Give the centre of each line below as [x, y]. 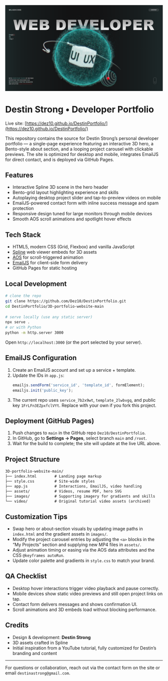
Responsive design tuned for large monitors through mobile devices [82, 214]
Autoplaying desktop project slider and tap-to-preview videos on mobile [86, 198]
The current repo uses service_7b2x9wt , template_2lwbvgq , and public [84, 400]
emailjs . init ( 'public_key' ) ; [43, 390]
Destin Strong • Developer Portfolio [79, 109]
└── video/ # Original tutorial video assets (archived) [78, 502]
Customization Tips [36, 517]
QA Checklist [26, 576]
